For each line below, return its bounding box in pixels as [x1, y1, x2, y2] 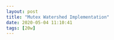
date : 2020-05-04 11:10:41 [6, 19, 73, 25]
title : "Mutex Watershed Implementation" [6, 14, 110, 20]
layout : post [6, 8, 38, 15]
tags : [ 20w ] [6, 25, 35, 31]
